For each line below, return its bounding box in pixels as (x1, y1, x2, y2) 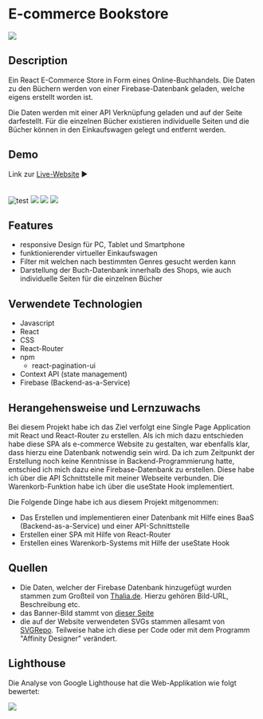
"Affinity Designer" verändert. (19, 633, 118, 643)
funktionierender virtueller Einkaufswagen (19, 249, 158, 258)
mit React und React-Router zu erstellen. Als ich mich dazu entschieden (8, 431, 244, 440)
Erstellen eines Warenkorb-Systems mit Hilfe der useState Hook (19, 538, 230, 548)
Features (8, 218, 53, 232)
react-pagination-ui (31, 361, 96, 370)
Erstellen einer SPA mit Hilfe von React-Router (19, 529, 171, 539)
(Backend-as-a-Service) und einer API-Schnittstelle (19, 521, 190, 530)
